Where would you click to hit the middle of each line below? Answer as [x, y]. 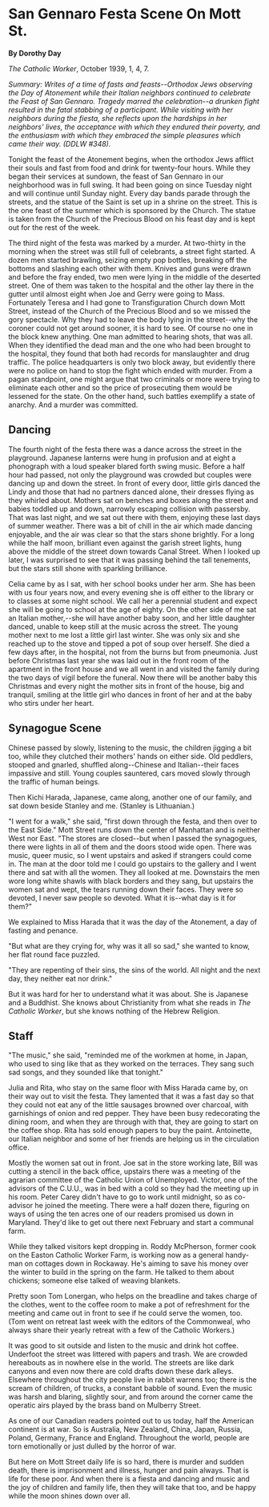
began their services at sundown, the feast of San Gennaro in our [116, 176]
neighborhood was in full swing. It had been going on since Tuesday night [130, 184]
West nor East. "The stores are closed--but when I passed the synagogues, [133, 838]
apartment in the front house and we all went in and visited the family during [134, 669]
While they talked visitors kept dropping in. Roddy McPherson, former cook [132, 1247]
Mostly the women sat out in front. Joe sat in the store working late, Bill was [133, 1163]
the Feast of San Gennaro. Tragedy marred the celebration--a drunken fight [134, 101]
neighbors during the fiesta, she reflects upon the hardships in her [118, 118]
